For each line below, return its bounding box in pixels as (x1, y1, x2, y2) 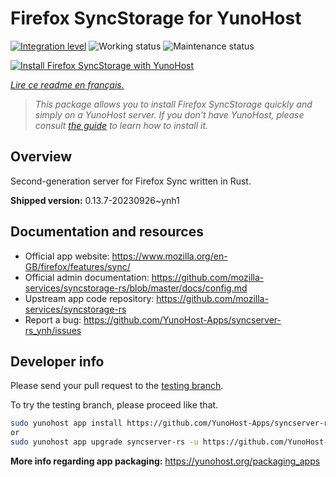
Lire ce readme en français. (10, 78, 125, 91)
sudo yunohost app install (10, 418, 123, 429)
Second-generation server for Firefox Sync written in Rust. (10, 175, 252, 187)
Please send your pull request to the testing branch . (10, 380, 224, 392)
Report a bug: (24, 313, 82, 326)
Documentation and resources (10, 223, 204, 241)
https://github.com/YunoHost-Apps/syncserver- (83, 313, 282, 326)
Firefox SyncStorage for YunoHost (10, 7, 302, 30)
